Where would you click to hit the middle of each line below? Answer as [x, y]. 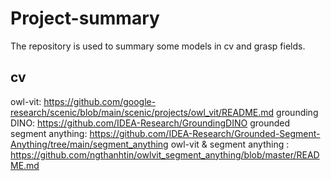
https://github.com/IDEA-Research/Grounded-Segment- [205, 133]
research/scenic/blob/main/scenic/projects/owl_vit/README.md [142, 112]
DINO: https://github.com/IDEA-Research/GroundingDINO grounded [150, 123]
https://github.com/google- [100, 101]
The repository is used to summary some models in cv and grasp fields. [158, 46]
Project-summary [85, 18]
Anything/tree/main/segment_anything [89, 144]
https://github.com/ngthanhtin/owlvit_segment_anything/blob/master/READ [165, 154]
